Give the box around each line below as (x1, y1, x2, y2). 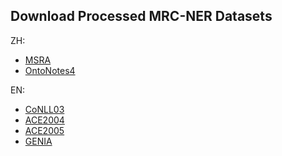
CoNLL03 (24, 103, 65, 115)
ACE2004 (24, 114, 65, 126)
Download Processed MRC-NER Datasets (10, 8, 273, 25)
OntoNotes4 (24, 64, 76, 76)
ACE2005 (24, 124, 65, 136)
